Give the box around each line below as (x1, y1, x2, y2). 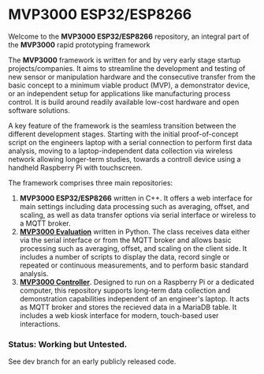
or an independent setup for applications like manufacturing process (8, 88, 231, 98)
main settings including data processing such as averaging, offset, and (19, 201, 250, 211)
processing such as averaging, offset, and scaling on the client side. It (19, 243, 247, 253)
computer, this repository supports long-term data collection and (19, 286, 231, 295)
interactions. (19, 319, 61, 328)
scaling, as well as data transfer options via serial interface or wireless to (19, 210, 256, 219)
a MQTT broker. (19, 219, 71, 228)
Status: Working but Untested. (8, 338, 128, 350)
